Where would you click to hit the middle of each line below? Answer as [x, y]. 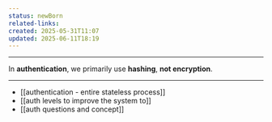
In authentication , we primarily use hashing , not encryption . [110, 69]
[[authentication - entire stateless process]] [93, 92]
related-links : [34, 23]
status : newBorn [36, 16]
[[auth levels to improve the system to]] [85, 101]
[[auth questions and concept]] [72, 109]
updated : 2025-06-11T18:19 [54, 38]
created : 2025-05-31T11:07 [54, 31]
